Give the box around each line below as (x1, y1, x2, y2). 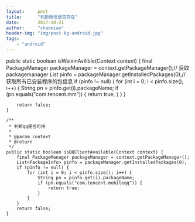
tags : (6, 36, 19, 42)
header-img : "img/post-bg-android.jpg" (6, 30, 104, 36)
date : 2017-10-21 (6, 19, 64, 25)
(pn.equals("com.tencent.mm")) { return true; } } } (6, 90, 126, 97)
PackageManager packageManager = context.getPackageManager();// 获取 (6, 64, 189, 71)
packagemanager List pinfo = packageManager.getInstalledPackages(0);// (6, 71, 186, 78)
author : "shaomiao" (6, 25, 64, 31)
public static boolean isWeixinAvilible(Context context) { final (6, 57, 153, 64)
